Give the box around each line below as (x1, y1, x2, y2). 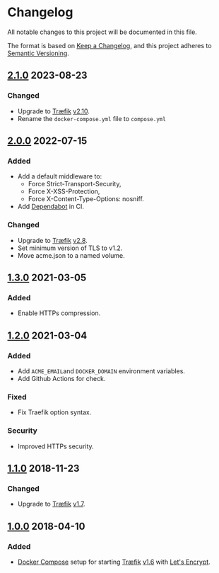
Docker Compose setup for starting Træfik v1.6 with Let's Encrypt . (17, 557, 211, 566)
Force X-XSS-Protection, (28, 187, 100, 195)
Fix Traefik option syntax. (17, 408, 92, 416)
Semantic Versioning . (7, 49, 69, 57)
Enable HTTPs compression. (17, 309, 101, 317)
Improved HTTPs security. (17, 442, 94, 450)
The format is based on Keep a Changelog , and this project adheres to (7, 41, 212, 50)
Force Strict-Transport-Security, (28, 180, 122, 188)
